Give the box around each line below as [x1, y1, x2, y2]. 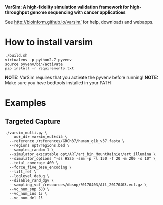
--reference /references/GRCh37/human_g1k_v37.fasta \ [9, 138, 125, 143]
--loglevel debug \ [9, 173, 50, 178]
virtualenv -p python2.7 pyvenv [5, 57, 72, 62]
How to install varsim [5, 37, 93, 48]
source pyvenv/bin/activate [5, 62, 63, 67]
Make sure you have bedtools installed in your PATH [5, 79, 111, 86]
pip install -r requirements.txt [5, 66, 74, 71]
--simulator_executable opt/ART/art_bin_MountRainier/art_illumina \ [9, 151, 156, 157]
